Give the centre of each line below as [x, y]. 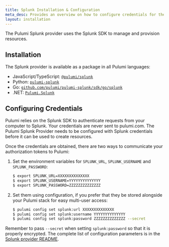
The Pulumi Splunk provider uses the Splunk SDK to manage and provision [82, 34]
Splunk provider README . [32, 239]
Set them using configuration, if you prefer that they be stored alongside [87, 195]
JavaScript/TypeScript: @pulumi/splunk [53, 76]
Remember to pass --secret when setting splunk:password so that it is [78, 228]
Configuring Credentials [44, 108]
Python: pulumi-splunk [36, 82]
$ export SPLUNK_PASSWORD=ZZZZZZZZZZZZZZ [57, 185]
